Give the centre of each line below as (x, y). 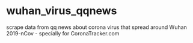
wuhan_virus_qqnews (62, 11)
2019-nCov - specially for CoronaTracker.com (63, 33)
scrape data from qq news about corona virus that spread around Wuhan (97, 27)
